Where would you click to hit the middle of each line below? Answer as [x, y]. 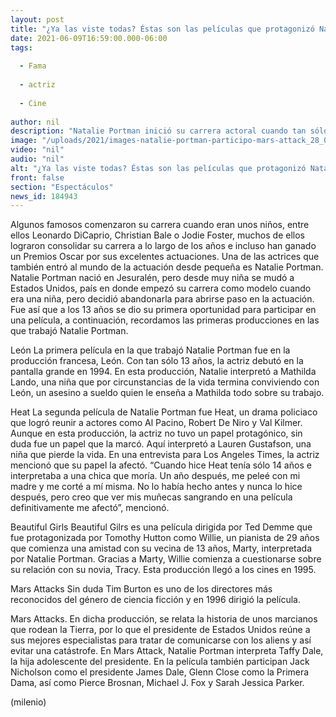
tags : [21, 47]
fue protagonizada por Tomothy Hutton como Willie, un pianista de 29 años [165, 538]
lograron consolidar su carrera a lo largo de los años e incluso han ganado [163, 246]
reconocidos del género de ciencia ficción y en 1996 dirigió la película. [155, 600]
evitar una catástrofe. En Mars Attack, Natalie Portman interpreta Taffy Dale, [167, 651]
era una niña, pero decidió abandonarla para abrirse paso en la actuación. [162, 299]
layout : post [37, 19]
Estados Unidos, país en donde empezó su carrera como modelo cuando [161, 288]
